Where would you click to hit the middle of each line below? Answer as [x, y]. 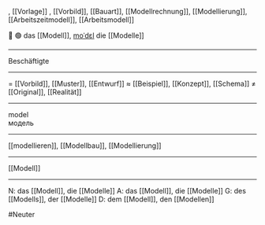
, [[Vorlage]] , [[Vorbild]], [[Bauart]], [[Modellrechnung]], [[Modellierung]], [128, 11]
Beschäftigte [29, 61]
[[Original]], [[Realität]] [45, 92]
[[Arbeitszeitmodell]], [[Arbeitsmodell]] [71, 20]
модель [21, 123]
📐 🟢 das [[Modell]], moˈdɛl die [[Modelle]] [76, 35]
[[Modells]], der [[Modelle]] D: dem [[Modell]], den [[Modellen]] [111, 199]
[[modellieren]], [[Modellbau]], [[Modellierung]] [85, 146]
